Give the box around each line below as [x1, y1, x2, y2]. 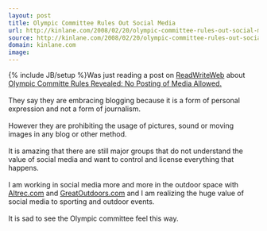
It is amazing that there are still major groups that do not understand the [8, 146, 244, 156]
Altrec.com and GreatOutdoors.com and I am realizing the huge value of [8, 188, 245, 198]
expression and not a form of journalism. [8, 104, 141, 114]
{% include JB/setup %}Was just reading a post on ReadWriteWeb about [8, 71, 246, 79]
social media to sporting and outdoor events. [8, 197, 155, 206]
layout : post [8, 11, 52, 20]
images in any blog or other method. [8, 129, 127, 139]
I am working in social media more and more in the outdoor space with [8, 180, 239, 189]
